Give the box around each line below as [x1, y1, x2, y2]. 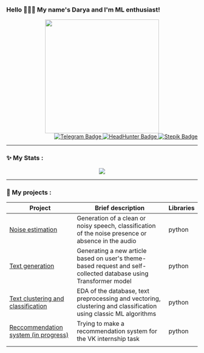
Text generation [9, 261, 55, 270]
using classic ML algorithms [76, 309, 157, 318]
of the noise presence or [76, 229, 147, 237]
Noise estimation [9, 225, 58, 234]
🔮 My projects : [6, 188, 52, 197]
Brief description [95, 203, 144, 212]
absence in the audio [76, 237, 137, 245]
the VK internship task [76, 334, 140, 343]
